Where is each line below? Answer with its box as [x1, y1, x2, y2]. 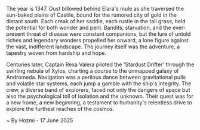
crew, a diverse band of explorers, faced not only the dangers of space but [6, 86, 190, 93]
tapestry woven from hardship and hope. [6, 49, 107, 56]
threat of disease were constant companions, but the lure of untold [26, 30, 191, 38]
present [6, 30, 26, 38]
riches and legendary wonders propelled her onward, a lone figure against [6, 37, 189, 44]
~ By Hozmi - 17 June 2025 [6, 117, 73, 124]
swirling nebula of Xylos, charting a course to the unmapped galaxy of [6, 67, 179, 74]
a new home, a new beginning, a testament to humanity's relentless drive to [6, 99, 192, 106]
